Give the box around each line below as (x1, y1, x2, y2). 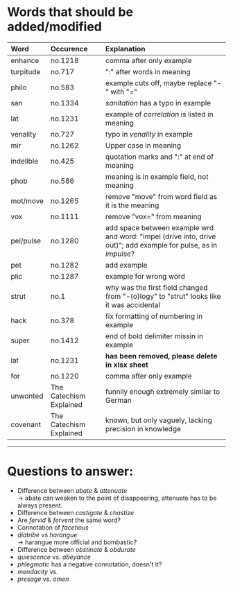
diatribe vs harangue (17, 530, 78, 539)
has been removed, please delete (105, 351, 218, 361)
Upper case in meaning (105, 140, 182, 150)
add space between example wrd (105, 223, 214, 232)
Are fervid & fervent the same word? (17, 516, 121, 524)
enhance (10, 55, 40, 65)
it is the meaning (105, 200, 159, 210)
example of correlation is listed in (105, 109, 214, 119)
